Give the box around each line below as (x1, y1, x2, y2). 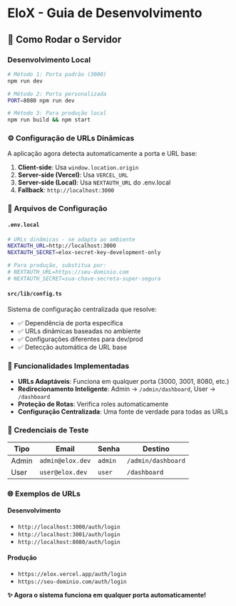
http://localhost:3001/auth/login (17, 531, 120, 538)
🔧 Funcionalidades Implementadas (7, 361, 130, 371)
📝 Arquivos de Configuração (7, 204, 108, 214)
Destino (142, 444, 170, 454)
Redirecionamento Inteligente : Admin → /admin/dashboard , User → (17, 385, 216, 393)
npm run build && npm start (7, 116, 91, 124)
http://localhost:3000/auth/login (17, 523, 120, 531)
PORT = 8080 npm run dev (7, 97, 75, 104)
